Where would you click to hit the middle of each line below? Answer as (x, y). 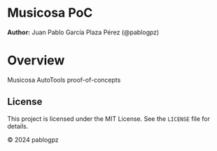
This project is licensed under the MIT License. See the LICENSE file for (108, 118)
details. (18, 126)
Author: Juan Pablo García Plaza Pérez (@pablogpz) (83, 32)
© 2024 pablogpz (33, 139)
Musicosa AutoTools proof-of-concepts (64, 80)
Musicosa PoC (50, 13)
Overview (36, 60)
